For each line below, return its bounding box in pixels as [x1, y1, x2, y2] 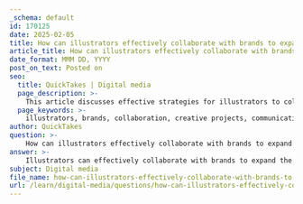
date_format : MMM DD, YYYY [9, 55, 111, 64]
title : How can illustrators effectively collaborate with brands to [9, 38, 277, 48]
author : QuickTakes [9, 123, 83, 132]
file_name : [9, 172, 50, 181]
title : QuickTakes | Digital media [17, 80, 151, 89]
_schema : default [9, 13, 75, 23]
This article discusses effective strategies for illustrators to [25, 97, 280, 107]
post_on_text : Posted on [9, 64, 103, 73]
